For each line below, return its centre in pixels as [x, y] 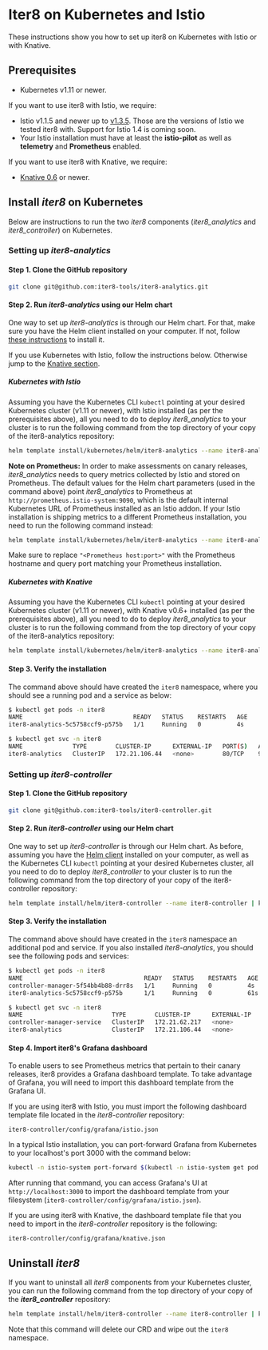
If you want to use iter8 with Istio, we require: [83, 105]
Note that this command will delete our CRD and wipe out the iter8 [118, 1329]
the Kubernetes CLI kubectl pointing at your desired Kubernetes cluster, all [131, 863]
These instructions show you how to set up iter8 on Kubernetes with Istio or [132, 37]
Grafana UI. [27, 1091]
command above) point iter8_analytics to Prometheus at [100, 491]
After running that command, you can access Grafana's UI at [108, 1183]
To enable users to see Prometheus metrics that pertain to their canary [124, 1065]
